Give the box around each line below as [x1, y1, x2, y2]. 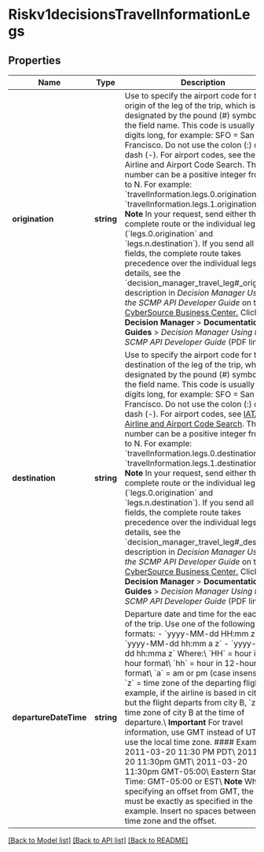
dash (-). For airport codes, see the [124, 150, 256, 160]
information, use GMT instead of [124, 727, 244, 738]
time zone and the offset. [124, 816, 217, 826]
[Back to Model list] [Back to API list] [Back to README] [8, 835, 189, 845]
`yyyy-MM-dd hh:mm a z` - [124, 638, 229, 649]
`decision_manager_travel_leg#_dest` [124, 537, 262, 547]
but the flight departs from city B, [124, 698, 247, 708]
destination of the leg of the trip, [124, 359, 244, 370]
